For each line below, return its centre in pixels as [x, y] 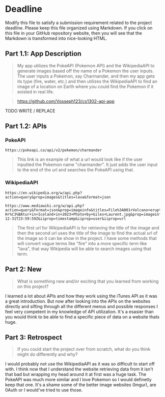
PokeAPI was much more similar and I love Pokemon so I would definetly [78, 380]
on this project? [33, 286]
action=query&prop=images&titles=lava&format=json [58, 197]
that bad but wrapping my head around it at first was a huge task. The [76, 374]
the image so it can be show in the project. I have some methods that [87, 238]
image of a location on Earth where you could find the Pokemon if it [85, 86]
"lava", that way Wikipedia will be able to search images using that [84, 249]
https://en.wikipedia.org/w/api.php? [44, 193]
